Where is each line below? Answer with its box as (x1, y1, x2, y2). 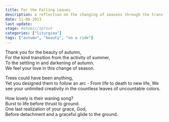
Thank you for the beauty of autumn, (5, 49, 81, 55)
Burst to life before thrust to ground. (5, 100, 80, 106)
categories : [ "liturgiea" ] (5, 31, 62, 36)
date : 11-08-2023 (5, 17, 42, 22)
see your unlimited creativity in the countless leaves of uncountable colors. (5, 85, 161, 91)
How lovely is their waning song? (5, 95, 74, 101)
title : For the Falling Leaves (5, 7, 71, 13)
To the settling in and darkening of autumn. (5, 60, 95, 66)
